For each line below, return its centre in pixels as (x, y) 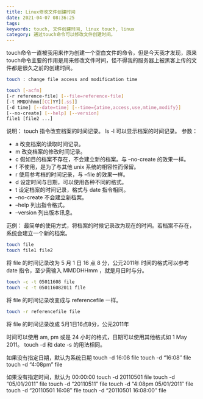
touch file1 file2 (30, 250)
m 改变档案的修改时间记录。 (50, 152)
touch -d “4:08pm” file (34, 364)
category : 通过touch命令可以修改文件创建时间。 (61, 35)
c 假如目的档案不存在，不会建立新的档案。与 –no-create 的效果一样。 (102, 160)
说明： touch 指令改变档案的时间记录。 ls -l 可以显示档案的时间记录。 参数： (102, 131)
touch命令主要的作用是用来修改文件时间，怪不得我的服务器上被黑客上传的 (99, 60)
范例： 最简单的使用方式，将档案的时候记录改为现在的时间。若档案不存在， (101, 225)
